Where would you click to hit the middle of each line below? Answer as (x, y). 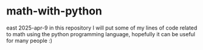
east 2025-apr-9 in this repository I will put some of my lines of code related (102, 28)
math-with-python (54, 11)
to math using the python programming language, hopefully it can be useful (101, 34)
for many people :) (29, 40)
